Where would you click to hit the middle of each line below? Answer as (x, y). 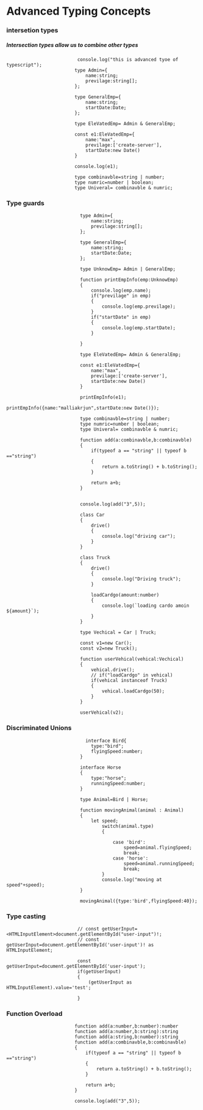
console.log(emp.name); (121, 291)
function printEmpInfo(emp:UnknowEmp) (129, 280)
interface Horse (101, 767)
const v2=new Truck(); (109, 648)
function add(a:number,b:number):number (126, 1026)
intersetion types (32, 31)
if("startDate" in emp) (121, 317)
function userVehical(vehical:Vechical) (132, 659)
